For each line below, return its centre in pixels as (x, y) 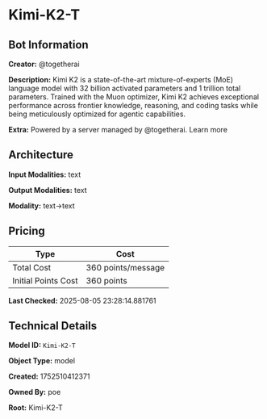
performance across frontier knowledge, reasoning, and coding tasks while (133, 105)
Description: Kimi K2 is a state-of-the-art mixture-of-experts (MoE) (121, 80)
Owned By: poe (35, 392)
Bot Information (48, 45)
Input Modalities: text (45, 174)
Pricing (27, 231)
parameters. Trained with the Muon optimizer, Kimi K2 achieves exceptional (134, 97)
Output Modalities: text (48, 190)
